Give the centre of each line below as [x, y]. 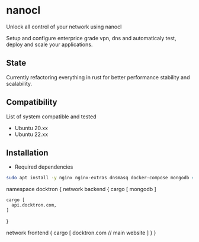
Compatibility [32, 102]
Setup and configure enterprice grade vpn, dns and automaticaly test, [91, 38]
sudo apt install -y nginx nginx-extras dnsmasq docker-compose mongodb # [100, 178]
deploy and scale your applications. [49, 44]
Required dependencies [44, 167]
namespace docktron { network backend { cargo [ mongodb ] [81, 189]
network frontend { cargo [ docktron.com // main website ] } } [81, 233]
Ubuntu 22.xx [31, 134]
